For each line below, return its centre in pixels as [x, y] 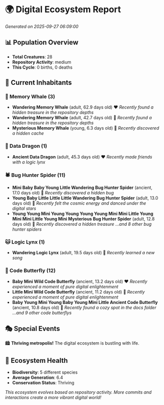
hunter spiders [27, 229]
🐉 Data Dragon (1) [26, 146]
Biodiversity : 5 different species [45, 372]
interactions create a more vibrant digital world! [53, 398]
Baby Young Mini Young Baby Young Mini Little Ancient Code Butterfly [85, 302]
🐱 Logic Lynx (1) [25, 242]
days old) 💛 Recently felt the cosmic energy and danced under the [79, 203]
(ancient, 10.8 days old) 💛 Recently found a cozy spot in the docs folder [84, 307]
